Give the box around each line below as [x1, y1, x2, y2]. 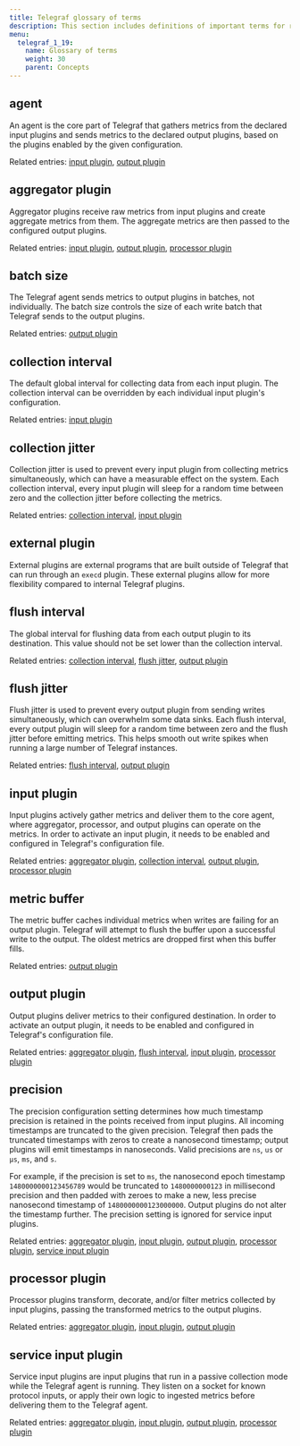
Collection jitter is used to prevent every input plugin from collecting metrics [9, 464, 288, 474]
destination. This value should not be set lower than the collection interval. [9, 637, 283, 649]
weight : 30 [25, 55, 66, 64]
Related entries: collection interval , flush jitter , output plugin [9, 655, 229, 666]
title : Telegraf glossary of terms [9, 13, 142, 22]
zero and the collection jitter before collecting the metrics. [9, 492, 223, 503]
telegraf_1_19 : [17, 38, 74, 47]
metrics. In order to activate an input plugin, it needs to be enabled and [9, 829, 271, 839]
